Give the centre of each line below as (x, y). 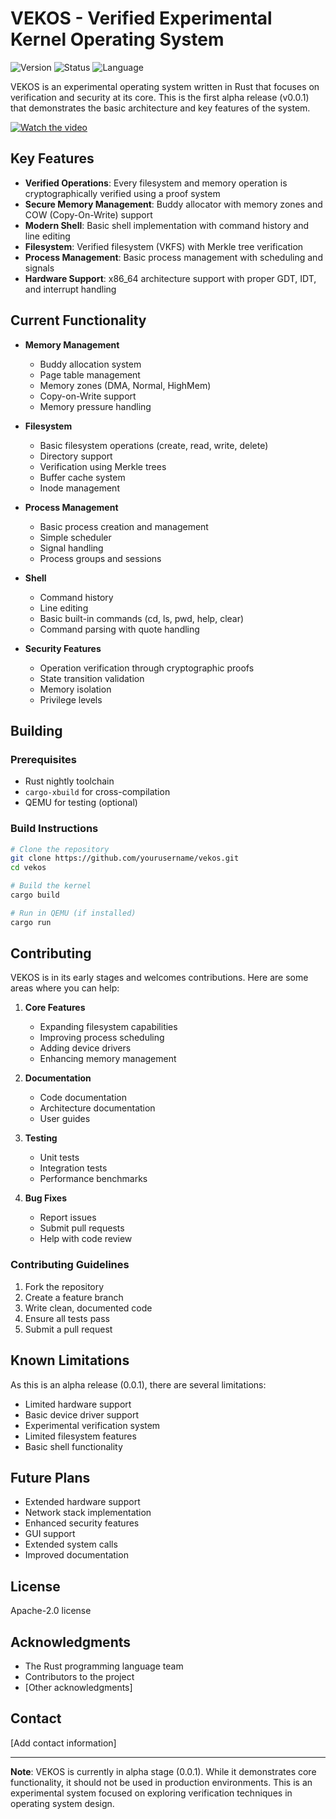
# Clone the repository (60, 849)
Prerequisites (43, 759)
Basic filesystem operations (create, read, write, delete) (154, 445)
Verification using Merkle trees (103, 466)
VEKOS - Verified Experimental (141, 18)
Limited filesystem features (80, 1436)
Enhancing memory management (108, 1059)
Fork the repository (64, 1286)
